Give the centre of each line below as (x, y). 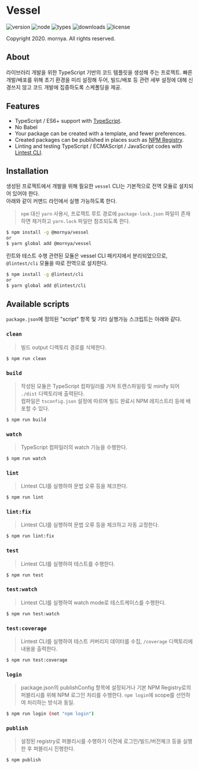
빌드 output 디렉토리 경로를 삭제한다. (64, 347)
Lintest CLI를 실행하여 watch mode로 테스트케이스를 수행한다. (93, 602)
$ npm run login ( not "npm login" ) (50, 714)
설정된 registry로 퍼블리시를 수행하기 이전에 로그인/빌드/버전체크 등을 (101, 741)
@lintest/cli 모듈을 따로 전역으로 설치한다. (57, 263)
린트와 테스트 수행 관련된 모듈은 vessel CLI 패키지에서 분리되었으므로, (87, 256)
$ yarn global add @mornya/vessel (49, 244)
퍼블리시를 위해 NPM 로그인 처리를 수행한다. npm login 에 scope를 (98, 695)
